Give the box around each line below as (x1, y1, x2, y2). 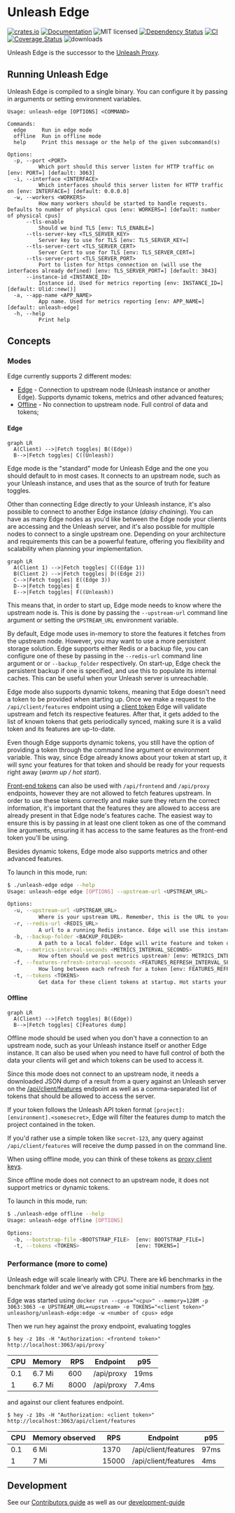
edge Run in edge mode (13, 127, 92, 134)
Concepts (7, 335, 51, 347)
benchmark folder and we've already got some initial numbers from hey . (7, 1282, 215, 1291)
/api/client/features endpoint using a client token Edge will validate (7, 702, 207, 711)
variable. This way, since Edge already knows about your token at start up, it (7, 753, 227, 761)
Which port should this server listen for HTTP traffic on (38, 163, 215, 170)
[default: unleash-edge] (7, 304, 80, 311)
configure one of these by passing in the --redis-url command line (7, 651, 203, 660)
